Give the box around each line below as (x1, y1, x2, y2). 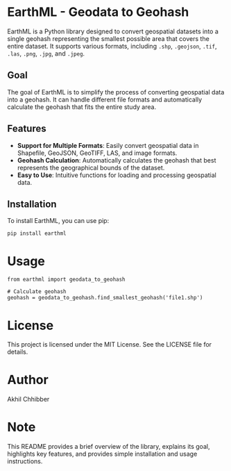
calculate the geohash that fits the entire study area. (7, 102, 157, 111)
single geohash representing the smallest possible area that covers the (7, 34, 209, 42)
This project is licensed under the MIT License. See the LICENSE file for (7, 340, 212, 349)
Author (7, 372, 49, 388)
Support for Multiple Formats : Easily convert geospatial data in (17, 141, 199, 149)
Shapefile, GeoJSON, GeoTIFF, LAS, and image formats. (17, 149, 178, 157)
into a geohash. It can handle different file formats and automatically (7, 95, 203, 104)
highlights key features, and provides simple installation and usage (7, 449, 198, 458)
